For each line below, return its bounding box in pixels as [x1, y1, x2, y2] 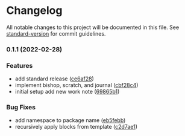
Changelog [6, 4, 63, 18]
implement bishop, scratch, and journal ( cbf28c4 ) [14, 82, 139, 89]
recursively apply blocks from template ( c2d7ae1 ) [14, 123, 137, 131]
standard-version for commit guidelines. [6, 30, 106, 37]
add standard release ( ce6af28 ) [14, 75, 95, 82]
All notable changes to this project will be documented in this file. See [6, 24, 180, 31]
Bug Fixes [6, 103, 36, 112]
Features [6, 61, 33, 70]
